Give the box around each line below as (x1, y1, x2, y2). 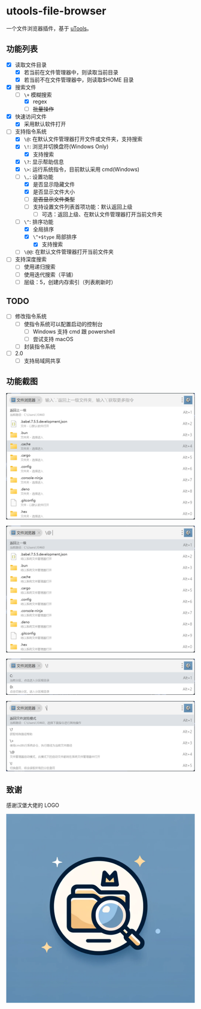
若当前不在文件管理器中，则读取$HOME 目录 (23, 76, 134, 83)
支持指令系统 (14, 128, 47, 135)
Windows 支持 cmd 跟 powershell (32, 328, 115, 335)
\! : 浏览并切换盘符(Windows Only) (23, 143, 109, 150)
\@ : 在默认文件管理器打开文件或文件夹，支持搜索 (23, 135, 142, 143)
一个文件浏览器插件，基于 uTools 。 (6, 25, 93, 32)
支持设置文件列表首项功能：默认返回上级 (32, 203, 133, 210)
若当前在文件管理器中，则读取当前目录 (23, 68, 118, 76)
